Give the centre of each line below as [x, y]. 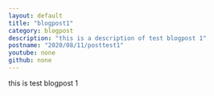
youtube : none [32, 53]
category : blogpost [41, 30]
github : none [30, 61]
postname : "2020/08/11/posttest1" [66, 46]
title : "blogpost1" [41, 23]
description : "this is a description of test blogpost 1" [107, 38]
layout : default [35, 16]
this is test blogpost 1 [43, 83]
